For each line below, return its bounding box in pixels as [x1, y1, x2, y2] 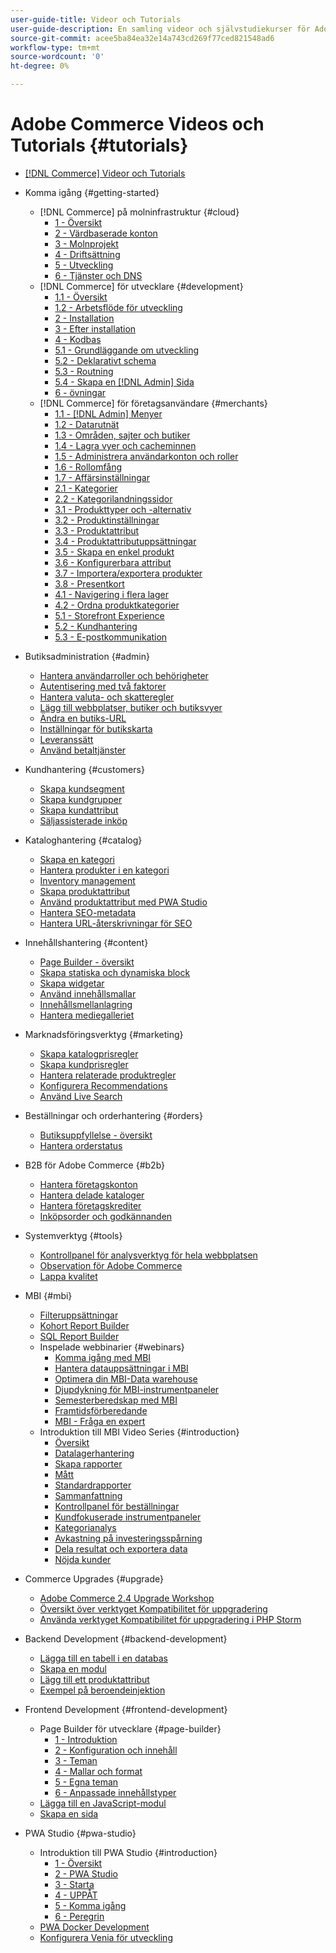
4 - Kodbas [54, 333, 102, 345]
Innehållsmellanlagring [39, 998, 133, 1010]
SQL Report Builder [39, 1330, 120, 1342]
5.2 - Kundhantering [54, 620, 138, 632]
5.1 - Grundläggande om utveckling [54, 344, 200, 356]
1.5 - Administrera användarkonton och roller [54, 450, 239, 462]
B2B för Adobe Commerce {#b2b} [24, 1159, 166, 1171]
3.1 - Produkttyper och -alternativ [54, 503, 192, 515]
